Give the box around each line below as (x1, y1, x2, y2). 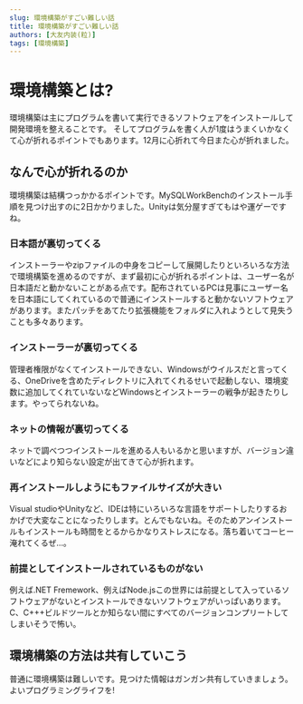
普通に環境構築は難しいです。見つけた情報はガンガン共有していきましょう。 (9, 673, 293, 685)
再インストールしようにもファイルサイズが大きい (9, 481, 223, 494)
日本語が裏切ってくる (9, 237, 101, 249)
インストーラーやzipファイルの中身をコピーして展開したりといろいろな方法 (9, 259, 289, 270)
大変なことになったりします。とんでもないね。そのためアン (33, 514, 254, 526)
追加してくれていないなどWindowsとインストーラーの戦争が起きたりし (24, 386, 289, 397)
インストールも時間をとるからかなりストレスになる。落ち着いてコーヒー (24, 526, 295, 537)
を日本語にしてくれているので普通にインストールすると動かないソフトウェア (9, 294, 294, 305)
